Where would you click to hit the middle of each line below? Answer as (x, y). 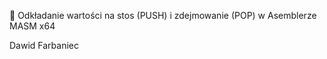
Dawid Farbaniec (44, 45)
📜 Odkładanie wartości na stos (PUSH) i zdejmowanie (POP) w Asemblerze (163, 15)
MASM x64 (32, 26)
